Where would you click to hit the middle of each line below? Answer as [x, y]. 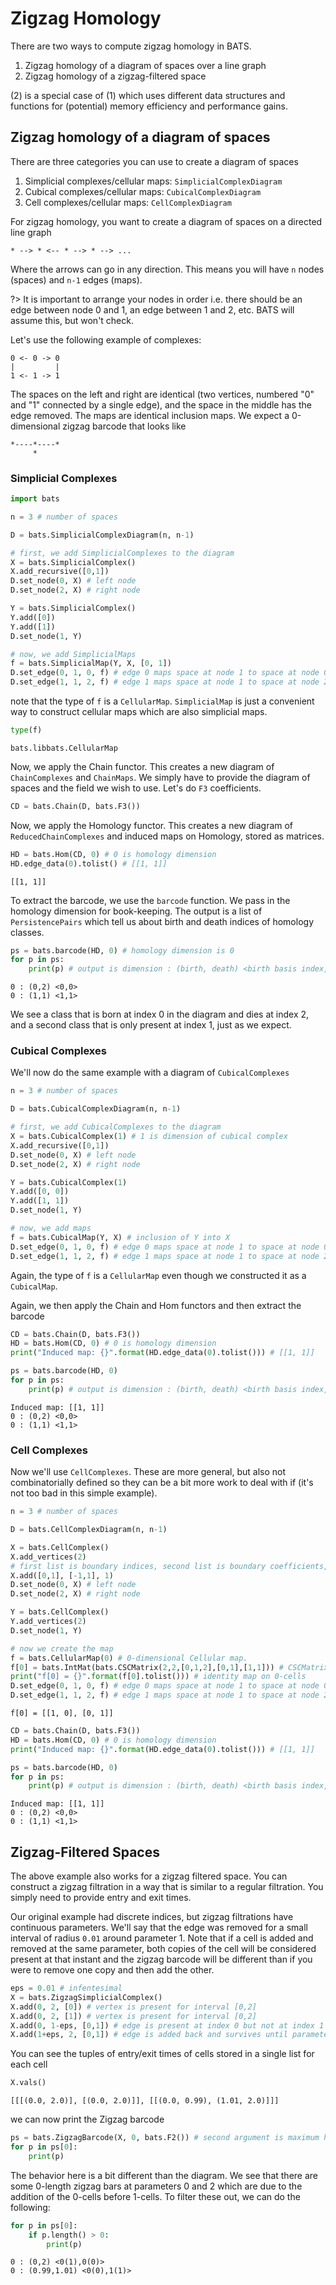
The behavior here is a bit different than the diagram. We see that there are [164, 2175]
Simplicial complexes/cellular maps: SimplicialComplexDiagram [153, 181]
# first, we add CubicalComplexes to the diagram [116, 1127]
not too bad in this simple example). [84, 1493]
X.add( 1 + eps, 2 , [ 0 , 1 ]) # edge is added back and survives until [149, 2035]
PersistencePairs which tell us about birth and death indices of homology [162, 921]
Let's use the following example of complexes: [106, 339]
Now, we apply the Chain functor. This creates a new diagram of [142, 766]
